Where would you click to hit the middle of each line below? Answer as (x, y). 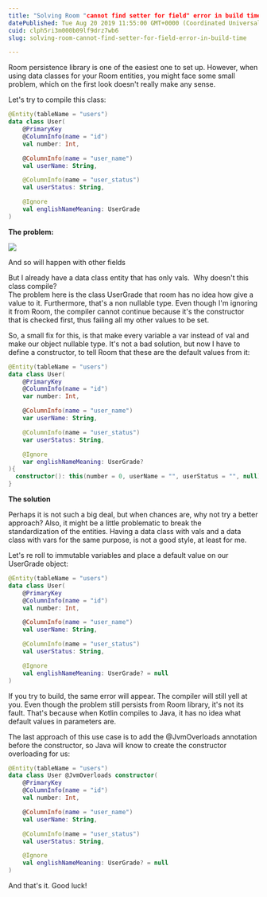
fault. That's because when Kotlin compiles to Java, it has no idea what (124, 712)
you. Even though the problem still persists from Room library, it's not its (126, 704)
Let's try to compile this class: (57, 99)
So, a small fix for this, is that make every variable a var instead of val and (129, 335)
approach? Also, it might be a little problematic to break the (105, 523)
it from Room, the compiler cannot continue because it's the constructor (126, 311)
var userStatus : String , (64, 440)
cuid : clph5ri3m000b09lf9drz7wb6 (64, 30)
